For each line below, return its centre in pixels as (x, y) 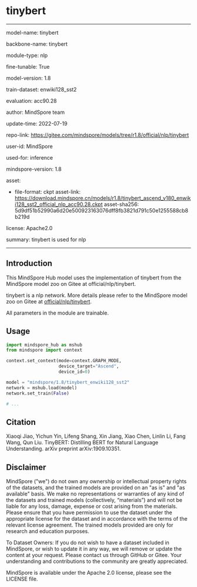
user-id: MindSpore (29, 146)
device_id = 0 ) (74, 372)
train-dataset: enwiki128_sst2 (42, 89)
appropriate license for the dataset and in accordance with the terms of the (97, 519)
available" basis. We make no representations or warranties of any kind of (95, 494)
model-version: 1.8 (28, 78)
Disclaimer (26, 467)
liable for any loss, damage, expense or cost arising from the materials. (92, 507)
